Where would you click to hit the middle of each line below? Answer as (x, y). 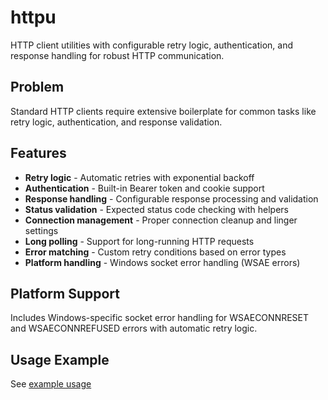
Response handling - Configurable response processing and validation (171, 198)
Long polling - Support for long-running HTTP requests (139, 241)
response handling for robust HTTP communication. (117, 55)
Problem (37, 87)
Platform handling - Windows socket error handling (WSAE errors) (162, 262)
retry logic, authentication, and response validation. (116, 122)
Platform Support (65, 293)
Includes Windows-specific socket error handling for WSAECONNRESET (160, 318)
